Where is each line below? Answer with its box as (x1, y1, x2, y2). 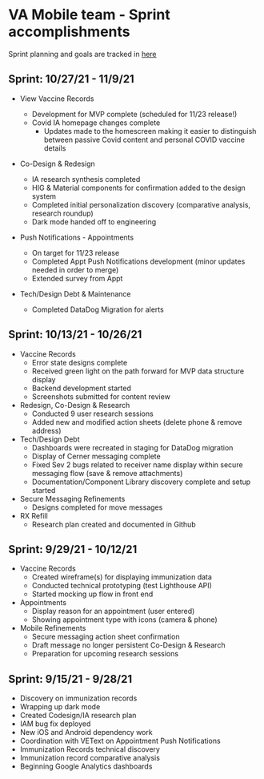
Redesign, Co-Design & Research (19, 400, 130, 410)
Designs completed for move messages (31, 503, 163, 512)
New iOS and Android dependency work (19, 728, 154, 737)
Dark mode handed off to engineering (31, 216, 157, 226)
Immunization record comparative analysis (19, 753, 160, 763)
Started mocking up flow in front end (31, 589, 154, 599)
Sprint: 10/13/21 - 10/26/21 (8, 328, 142, 341)
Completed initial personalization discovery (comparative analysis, (31, 200, 250, 209)
